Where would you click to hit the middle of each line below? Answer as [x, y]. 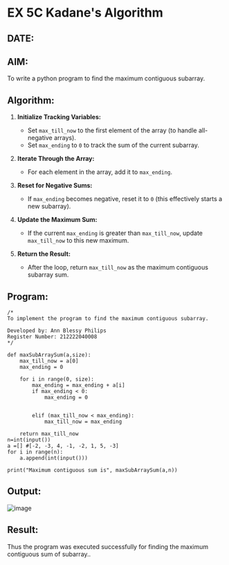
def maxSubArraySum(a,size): [49, 355]
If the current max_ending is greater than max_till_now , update [115, 233]
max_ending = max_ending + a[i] [79, 385]
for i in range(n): [35, 452]
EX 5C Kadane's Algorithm [85, 13]
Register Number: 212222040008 [52, 337]
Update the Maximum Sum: [57, 220]
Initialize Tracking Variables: [59, 117]
